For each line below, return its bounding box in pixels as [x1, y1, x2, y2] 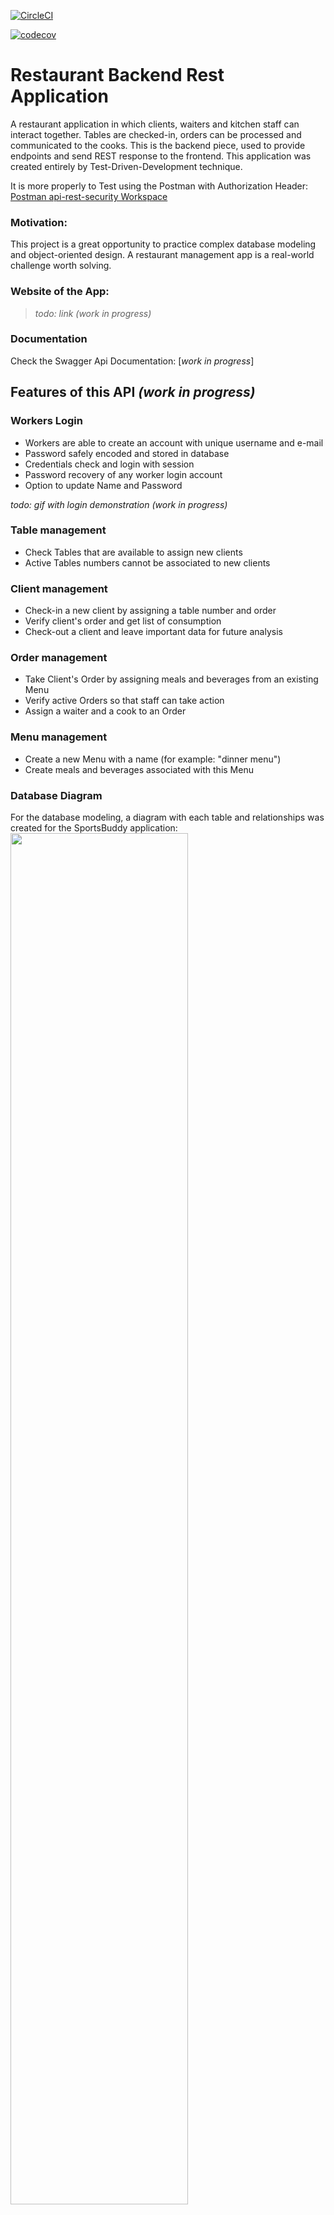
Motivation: [10, 215, 68, 229]
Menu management [10, 730, 108, 744]
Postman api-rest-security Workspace [10, 190, 168, 202]
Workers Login [10, 414, 83, 428]
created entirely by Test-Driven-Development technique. [10, 160, 243, 172]
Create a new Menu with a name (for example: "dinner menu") [24, 753, 282, 765]
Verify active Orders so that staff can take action [24, 695, 225, 707]
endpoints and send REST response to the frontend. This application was [10, 150, 312, 162]
